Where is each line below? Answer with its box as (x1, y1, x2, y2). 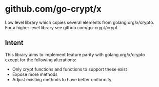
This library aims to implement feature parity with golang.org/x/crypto (5, 52, 145, 57)
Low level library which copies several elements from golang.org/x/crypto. (5, 19, 155, 25)
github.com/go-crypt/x (5, 3, 101, 15)
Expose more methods (12, 71, 58, 77)
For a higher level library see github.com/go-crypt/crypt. (5, 24, 119, 30)
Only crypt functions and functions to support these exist (12, 66, 127, 72)
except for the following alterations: (5, 57, 77, 63)
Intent (5, 39, 23, 47)
